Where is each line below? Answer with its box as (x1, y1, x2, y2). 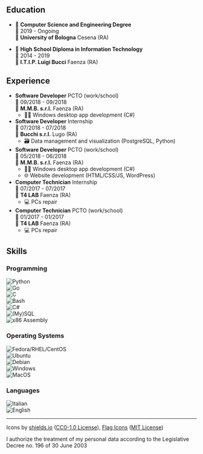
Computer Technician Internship (14, 178, 98, 186)
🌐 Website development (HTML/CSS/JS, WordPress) (24, 172, 156, 179)
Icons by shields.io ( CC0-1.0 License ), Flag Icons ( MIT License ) (6, 423, 164, 431)
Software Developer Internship (14, 117, 93, 125)
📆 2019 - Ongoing (14, 27, 59, 34)
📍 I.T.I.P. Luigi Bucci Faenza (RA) (14, 58, 98, 65)
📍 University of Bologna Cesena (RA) (14, 33, 109, 41)
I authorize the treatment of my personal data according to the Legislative (6, 435, 189, 443)
